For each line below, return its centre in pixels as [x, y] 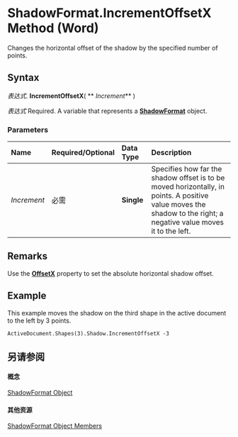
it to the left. [171, 231]
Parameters [28, 129]
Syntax [23, 78]
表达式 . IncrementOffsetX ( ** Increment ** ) [72, 96]
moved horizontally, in [188, 187]
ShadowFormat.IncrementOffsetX [109, 13]
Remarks [28, 256]
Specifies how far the [187, 169]
